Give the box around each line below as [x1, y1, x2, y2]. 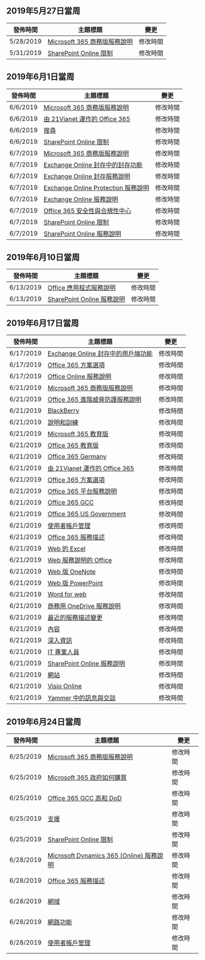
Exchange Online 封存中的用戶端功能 [48, 350, 153, 358]
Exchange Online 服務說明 [43, 195, 118, 203]
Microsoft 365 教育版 [48, 430, 109, 438]
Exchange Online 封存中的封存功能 [43, 160, 143, 169]
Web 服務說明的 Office [48, 556, 112, 564]
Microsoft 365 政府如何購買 [48, 773, 127, 782]
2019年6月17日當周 [6, 318, 79, 328]
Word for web [48, 590, 87, 599]
